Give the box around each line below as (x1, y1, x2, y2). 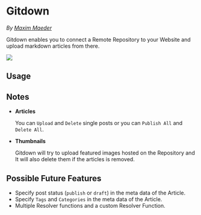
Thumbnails (14, 138, 46, 145)
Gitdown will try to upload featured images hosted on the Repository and (14, 149, 196, 156)
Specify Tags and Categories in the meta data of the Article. (14, 195, 162, 203)
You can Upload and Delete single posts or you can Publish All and (14, 120, 183, 127)
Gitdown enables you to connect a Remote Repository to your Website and (6, 36, 191, 43)
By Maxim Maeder (6, 24, 52, 31)
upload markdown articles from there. (6, 42, 100, 50)
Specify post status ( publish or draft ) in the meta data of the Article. (14, 189, 185, 196)
